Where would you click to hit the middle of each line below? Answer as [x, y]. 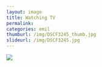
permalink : [20, 23]
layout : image [24, 12]
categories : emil [28, 29]
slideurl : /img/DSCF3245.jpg [43, 40]
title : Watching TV [31, 18]
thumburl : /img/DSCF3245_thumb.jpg [51, 35]
